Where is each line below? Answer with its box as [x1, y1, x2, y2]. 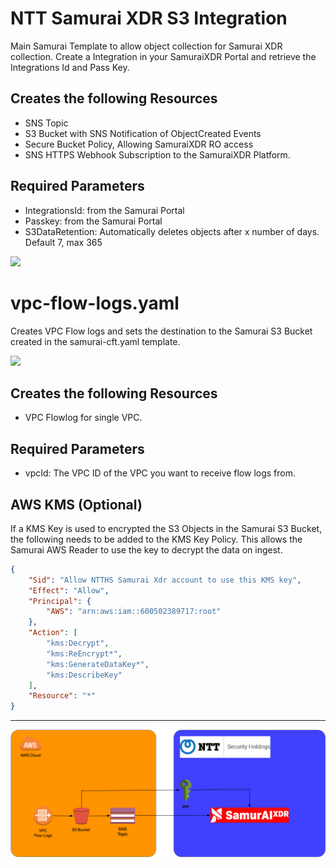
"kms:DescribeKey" [46, 670, 123, 680]
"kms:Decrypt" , [46, 638, 110, 649]
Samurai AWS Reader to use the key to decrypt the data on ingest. [10, 543, 283, 556]
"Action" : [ [28, 628, 78, 638]
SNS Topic [24, 117, 69, 129]
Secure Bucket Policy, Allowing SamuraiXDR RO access [24, 138, 254, 150]
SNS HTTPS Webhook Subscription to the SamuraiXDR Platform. [24, 148, 291, 161]
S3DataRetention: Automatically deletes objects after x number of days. [24, 225, 320, 237]
